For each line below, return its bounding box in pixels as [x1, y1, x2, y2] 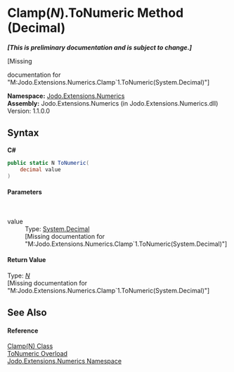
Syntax [7, 127, 39, 139]
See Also [7, 306, 47, 318]
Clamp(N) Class [7, 342, 53, 350]
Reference [7, 326, 39, 335]
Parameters [7, 187, 42, 196]
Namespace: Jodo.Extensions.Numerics [7, 92, 125, 100]
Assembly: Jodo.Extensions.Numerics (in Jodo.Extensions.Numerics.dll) [7, 99, 219, 107]
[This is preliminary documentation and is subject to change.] [7, 43, 192, 51]
